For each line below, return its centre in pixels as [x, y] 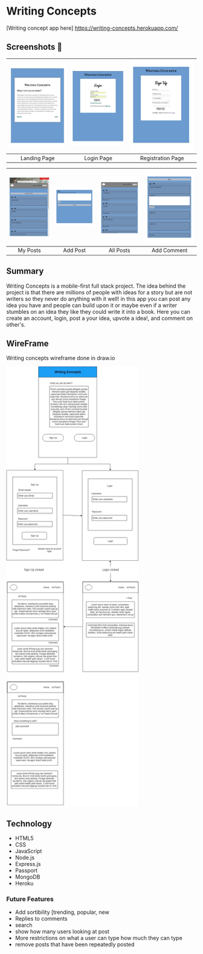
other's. [16, 324]
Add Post [75, 251]
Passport [26, 871]
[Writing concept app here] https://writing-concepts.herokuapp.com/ [92, 28]
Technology [29, 824]
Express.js [28, 864]
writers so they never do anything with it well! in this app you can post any [98, 299]
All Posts [119, 251]
